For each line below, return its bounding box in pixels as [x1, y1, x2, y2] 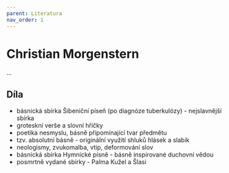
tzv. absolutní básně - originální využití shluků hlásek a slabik [16, 136, 190, 144]
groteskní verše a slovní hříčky [16, 122, 104, 130]
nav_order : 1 [6, 16, 44, 23]
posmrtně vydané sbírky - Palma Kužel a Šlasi [16, 158, 147, 166]
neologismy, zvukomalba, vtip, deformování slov [16, 143, 154, 152]
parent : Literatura [6, 10, 63, 17]
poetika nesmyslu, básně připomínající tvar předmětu [16, 128, 168, 137]
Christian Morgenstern [6, 46, 140, 62]
